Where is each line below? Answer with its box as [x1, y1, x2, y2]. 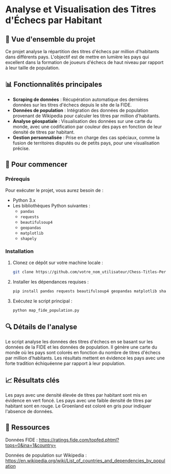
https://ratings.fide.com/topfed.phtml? [39, 437, 119, 443]
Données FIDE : [5, 437, 38, 443]
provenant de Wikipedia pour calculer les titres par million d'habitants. [12, 113, 160, 119]
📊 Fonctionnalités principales [5, 80, 103, 89]
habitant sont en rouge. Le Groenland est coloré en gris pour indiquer [5, 403, 151, 409]
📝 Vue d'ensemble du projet [5, 35, 95, 44]
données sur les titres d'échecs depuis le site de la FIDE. [12, 101, 132, 108]
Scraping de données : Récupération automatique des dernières [12, 96, 149, 102]
